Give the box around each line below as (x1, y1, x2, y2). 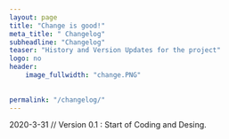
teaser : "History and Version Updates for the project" (9, 46, 221, 55)
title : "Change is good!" (9, 21, 105, 30)
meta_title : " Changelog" (9, 29, 105, 38)
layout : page (9, 12, 58, 22)
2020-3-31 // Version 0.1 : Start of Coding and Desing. (9, 120, 207, 130)
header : (9, 63, 38, 72)
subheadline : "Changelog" (9, 37, 105, 47)
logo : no (9, 54, 42, 63)
